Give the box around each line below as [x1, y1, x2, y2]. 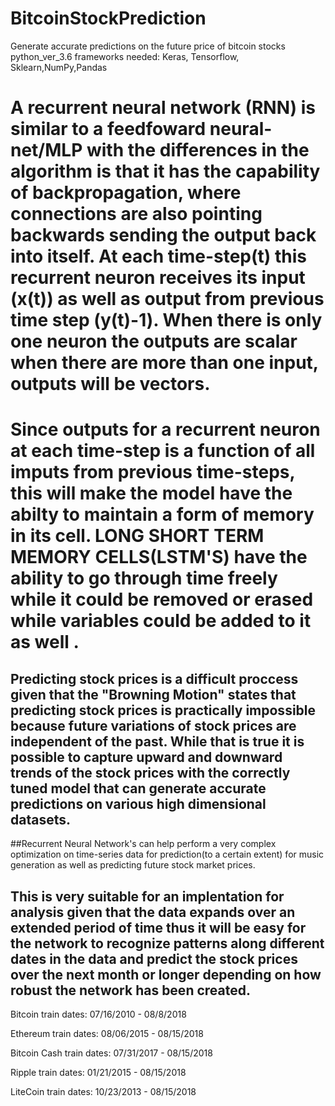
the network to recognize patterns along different [10, 935, 325, 952]
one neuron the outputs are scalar [10, 330, 298, 353]
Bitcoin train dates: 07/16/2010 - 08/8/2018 [10, 1008, 187, 1020]
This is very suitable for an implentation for [10, 888, 285, 905]
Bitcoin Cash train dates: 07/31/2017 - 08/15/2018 [10, 1047, 213, 1059]
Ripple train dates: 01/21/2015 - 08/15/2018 [10, 1066, 187, 1078]
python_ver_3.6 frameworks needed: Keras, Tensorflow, [10, 50, 240, 62]
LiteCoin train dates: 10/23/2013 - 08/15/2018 [10, 1085, 197, 1097]
